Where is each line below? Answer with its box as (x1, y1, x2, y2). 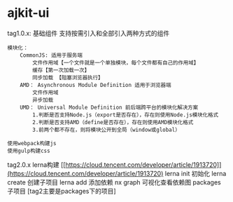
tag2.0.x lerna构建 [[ (7, 160, 66, 169)
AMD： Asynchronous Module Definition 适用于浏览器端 (20, 81, 171, 88)
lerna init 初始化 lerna (164, 169, 227, 177)
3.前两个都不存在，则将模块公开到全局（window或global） (32, 126, 181, 133)
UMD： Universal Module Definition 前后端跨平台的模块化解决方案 (20, 104, 199, 111)
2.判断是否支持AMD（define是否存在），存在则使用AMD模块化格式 (32, 119, 194, 126)
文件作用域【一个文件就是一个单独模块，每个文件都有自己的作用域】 (32, 59, 199, 66)
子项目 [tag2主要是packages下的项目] (7, 187, 117, 195)
